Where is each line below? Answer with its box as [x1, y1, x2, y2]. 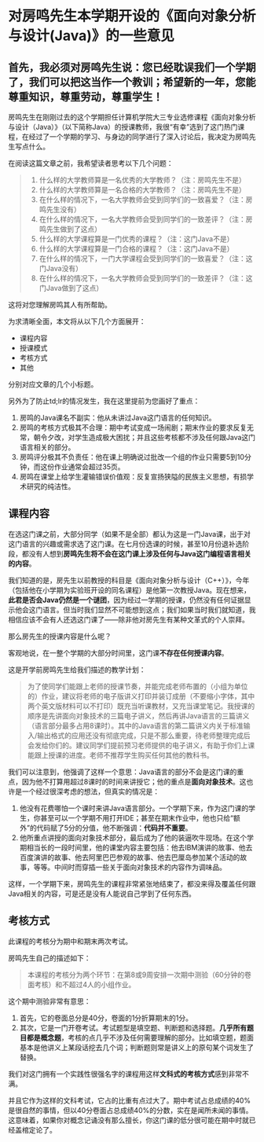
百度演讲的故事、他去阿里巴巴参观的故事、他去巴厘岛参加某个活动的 [19, 852, 240, 861]
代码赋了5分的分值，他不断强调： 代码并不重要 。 [36, 823, 192, 832]
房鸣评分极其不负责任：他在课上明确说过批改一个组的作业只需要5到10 [19, 453, 245, 461]
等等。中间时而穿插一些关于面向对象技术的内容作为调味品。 [33, 862, 226, 872]
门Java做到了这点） [38, 284, 104, 292]
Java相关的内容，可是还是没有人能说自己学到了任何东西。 [8, 889, 196, 898]
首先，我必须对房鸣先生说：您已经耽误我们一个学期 [8, 61, 256, 74]
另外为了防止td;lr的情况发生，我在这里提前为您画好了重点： [8, 396, 200, 406]
